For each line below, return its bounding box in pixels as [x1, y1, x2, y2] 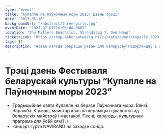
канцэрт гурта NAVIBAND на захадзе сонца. [12, 123, 105, 129]
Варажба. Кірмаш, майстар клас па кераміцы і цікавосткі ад [12, 107, 139, 113]
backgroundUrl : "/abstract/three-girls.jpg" [5, 21, 98, 26]
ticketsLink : [5, 35, 32, 40]
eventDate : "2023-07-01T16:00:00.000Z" [5, 26, 87, 31]
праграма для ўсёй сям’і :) [12, 118, 68, 124]
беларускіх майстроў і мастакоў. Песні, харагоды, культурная [12, 113, 143, 119]
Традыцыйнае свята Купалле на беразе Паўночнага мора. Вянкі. [12, 102, 149, 108]
